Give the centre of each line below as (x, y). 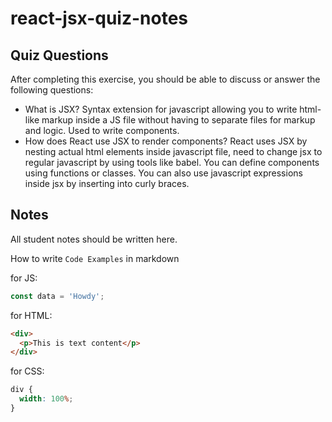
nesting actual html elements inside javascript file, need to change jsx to (173, 151)
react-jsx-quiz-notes (99, 18)
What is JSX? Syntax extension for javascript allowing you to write (161, 109)
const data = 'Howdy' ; (57, 296)
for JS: (24, 278)
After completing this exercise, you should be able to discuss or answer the (165, 79)
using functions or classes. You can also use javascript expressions (163, 173)
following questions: (52, 90)
